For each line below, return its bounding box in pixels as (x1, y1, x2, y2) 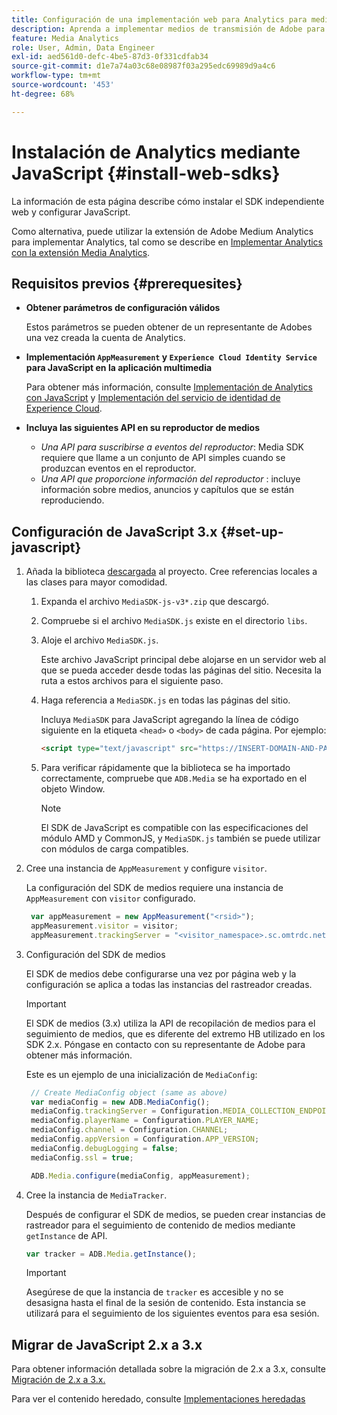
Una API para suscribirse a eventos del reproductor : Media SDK (40, 441, 304, 453)
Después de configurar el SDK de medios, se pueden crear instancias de (25, 1208, 326, 1220)
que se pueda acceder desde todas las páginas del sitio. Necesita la (40, 664, 322, 676)
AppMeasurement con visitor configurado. (25, 892, 196, 905)
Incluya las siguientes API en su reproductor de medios (25, 422, 261, 434)
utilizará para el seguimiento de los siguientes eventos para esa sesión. (25, 1307, 320, 1320)
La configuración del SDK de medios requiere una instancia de (25, 882, 284, 894)
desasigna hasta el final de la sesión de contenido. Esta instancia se (25, 1297, 306, 1309)
